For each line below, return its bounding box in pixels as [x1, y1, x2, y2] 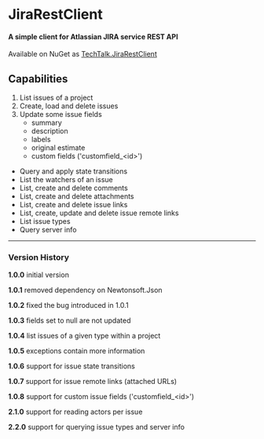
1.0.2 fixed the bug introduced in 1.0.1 [8, 300, 129, 309]
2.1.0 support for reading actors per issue [8, 407, 143, 416]
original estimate [31, 143, 86, 152]
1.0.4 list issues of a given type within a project [8, 331, 161, 340]
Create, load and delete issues [19, 101, 119, 111]
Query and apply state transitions [19, 166, 128, 176]
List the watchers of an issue [19, 175, 113, 185]
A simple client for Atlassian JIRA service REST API [8, 31, 178, 41]
